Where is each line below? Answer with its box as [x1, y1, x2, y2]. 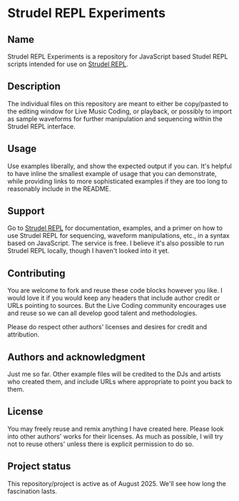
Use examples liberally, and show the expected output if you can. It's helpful [7, 162, 232, 170]
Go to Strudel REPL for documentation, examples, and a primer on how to [7, 224, 223, 232]
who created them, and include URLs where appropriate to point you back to [7, 378, 233, 386]
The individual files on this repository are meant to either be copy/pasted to [7, 99, 229, 108]
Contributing [7, 267, 66, 279]
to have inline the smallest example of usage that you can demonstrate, [7, 169, 217, 177]
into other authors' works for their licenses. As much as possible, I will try [7, 432, 223, 440]
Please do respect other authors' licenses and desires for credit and [7, 323, 208, 331]
